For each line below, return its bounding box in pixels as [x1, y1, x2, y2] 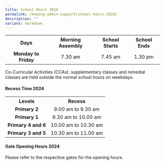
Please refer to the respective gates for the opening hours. [5, 154, 124, 160]
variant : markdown [5, 21, 43, 26]
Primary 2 [15, 106, 39, 113]
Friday [19, 57, 34, 64]
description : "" [5, 16, 38, 21]
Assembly [58, 43, 83, 49]
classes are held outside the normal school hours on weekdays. [5, 74, 134, 80]
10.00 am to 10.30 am [51, 122, 103, 129]
